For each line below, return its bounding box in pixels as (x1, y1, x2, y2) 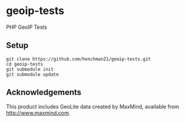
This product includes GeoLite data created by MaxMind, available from (6, 103, 179, 110)
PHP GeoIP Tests (6, 23, 48, 30)
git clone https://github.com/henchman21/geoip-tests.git (6, 56, 151, 62)
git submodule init (6, 66, 54, 72)
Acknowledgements (6, 87, 82, 97)
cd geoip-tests (6, 61, 43, 67)
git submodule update (6, 72, 59, 77)
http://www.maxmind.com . (6, 109, 70, 116)
